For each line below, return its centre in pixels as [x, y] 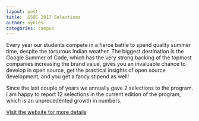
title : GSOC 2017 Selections [44, 17]
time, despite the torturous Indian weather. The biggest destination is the [95, 52]
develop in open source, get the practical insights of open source [86, 70]
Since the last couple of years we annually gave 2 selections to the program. [100, 88]
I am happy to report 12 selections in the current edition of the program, [94, 94]
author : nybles [25, 23]
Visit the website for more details [47, 112]
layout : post [22, 12]
